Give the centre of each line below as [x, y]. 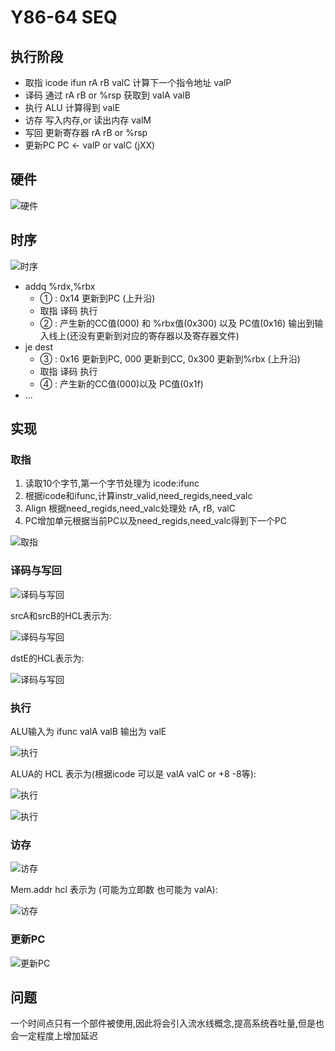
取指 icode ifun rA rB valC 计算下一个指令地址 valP [128, 82]
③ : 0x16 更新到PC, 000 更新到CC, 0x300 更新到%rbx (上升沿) [170, 358]
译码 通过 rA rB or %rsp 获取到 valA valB [107, 95]
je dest [38, 347]
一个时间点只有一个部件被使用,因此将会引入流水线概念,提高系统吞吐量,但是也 [167, 1023]
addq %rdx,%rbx [60, 286]
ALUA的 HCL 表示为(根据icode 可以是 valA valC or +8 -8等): [133, 773]
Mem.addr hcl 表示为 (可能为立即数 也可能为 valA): [114, 890]
